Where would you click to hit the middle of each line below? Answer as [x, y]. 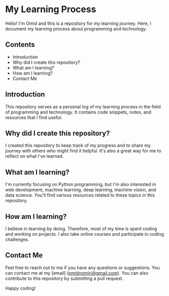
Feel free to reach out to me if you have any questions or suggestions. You [82, 268]
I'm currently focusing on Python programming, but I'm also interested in [81, 184]
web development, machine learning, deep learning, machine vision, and [81, 190]
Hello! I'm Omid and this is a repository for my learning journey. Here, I [78, 23]
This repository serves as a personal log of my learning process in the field [83, 106]
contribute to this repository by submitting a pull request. [64, 278]
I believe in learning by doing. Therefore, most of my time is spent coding [81, 229]
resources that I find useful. [34, 117]
